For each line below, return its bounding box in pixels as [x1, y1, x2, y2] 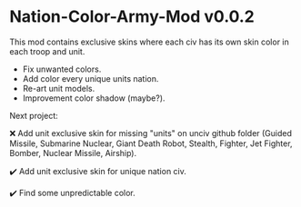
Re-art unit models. [22, 83, 95, 94]
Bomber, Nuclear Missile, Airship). [9, 147, 137, 158]
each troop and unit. [9, 45, 85, 56]
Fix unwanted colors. [22, 64, 102, 74]
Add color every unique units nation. [22, 73, 159, 84]
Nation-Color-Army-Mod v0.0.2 [9, 6, 255, 27]
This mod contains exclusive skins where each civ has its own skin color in [9, 36, 289, 47]
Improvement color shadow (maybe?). [22, 93, 166, 103]
